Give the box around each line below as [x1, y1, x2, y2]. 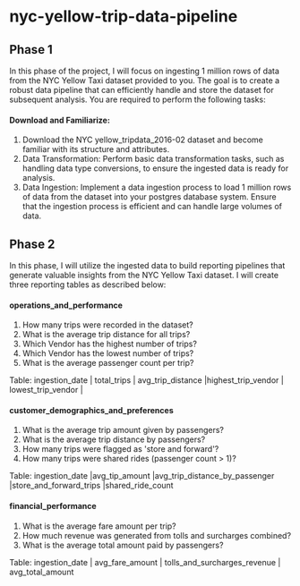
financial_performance [9, 501, 97, 512]
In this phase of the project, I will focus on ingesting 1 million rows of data [9, 65, 280, 76]
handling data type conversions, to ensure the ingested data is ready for [21, 163, 289, 174]
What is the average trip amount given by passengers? [21, 425, 225, 436]
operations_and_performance [9, 300, 124, 310]
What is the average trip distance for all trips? [21, 329, 191, 340]
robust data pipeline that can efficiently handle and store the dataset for [9, 85, 275, 95]
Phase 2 [9, 236, 56, 251]
